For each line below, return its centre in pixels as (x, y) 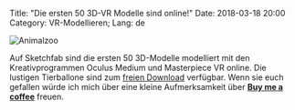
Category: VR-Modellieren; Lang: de (78, 23)
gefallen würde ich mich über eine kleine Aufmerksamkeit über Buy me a (146, 87)
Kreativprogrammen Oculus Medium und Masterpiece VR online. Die (138, 68)
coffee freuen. (37, 96)
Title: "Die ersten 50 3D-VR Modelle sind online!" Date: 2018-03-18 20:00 (147, 13)
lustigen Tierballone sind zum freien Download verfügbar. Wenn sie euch (147, 77)
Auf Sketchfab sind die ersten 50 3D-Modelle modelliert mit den (130, 58)
